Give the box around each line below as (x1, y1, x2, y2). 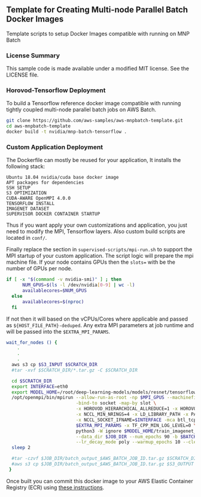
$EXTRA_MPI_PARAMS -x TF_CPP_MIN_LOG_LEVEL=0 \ (75, 422, 197, 428)
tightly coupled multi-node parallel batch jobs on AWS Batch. (6, 106, 157, 113)
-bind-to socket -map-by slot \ (75, 400, 157, 406)
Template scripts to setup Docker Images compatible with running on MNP (6, 30, 190, 37)
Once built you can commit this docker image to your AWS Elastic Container (6, 477, 193, 484)
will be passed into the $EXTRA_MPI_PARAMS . (6, 328, 111, 335)
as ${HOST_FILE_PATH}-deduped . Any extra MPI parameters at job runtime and (6, 321, 194, 328)
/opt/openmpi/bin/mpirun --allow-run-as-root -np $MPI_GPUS (11, 395, 165, 401)
